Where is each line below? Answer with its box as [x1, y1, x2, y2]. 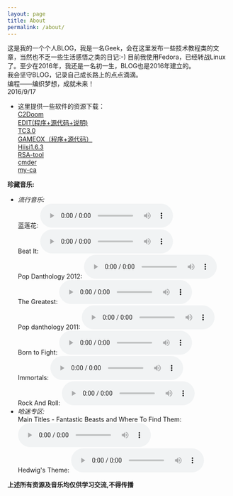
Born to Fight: [17, 348, 58, 357]
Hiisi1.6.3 [17, 143, 44, 151]
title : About [7, 17, 46, 24]
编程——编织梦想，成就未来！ [7, 80, 94, 88]
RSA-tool [17, 151, 45, 159]
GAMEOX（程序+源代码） [17, 135, 93, 144]
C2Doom [17, 110, 44, 119]
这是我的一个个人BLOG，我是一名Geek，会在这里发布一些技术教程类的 [7, 44, 214, 53]
